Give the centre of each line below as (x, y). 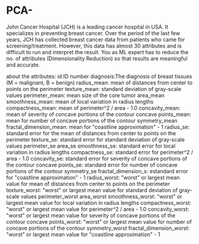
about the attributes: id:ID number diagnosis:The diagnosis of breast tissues (99, 76)
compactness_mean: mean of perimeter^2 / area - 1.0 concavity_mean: (93, 108)
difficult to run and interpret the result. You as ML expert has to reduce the (97, 52)
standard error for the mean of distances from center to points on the (91, 133)
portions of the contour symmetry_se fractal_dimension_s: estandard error (97, 171)
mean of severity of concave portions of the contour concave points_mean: (99, 114)
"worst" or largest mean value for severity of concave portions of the (91, 215)
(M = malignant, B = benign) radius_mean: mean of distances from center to (99, 82)
